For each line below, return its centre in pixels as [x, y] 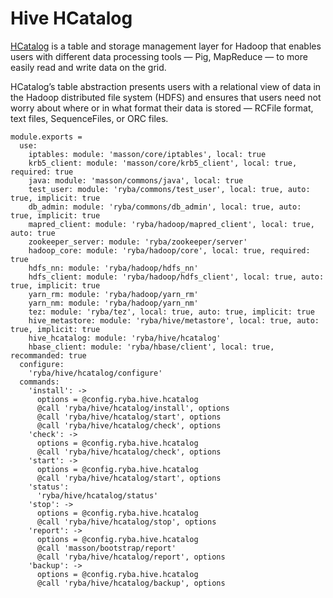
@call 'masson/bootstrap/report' [106, 548]
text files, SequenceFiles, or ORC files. [89, 118]
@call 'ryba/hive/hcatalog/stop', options [126, 522]
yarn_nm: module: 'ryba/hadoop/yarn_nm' [113, 303]
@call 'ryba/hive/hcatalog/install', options [133, 408]
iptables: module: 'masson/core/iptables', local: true [147, 154]
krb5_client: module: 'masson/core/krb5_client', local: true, [163, 163]
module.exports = [46, 137]
